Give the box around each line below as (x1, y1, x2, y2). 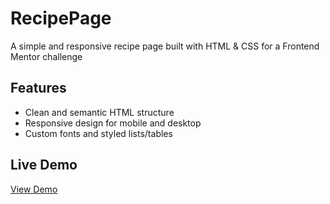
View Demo (10, 183, 58, 195)
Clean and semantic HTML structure (24, 106, 175, 118)
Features (10, 80, 67, 97)
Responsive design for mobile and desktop (24, 117, 202, 129)
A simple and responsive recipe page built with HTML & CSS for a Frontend (10, 40, 320, 52)
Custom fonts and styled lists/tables (24, 127, 173, 139)
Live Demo (10, 157, 78, 174)
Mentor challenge (10, 50, 83, 62)
